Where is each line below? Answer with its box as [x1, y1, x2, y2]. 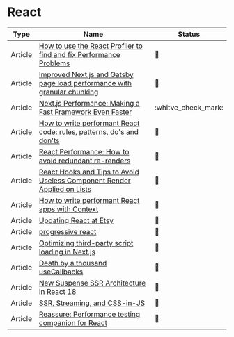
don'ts [38, 135, 60, 145]
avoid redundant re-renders [38, 156, 131, 165]
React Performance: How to [38, 147, 130, 156]
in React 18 [38, 286, 77, 296]
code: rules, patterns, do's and [38, 126, 139, 136]
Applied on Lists [38, 184, 92, 194]
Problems [38, 58, 70, 68]
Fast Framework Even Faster [38, 107, 132, 117]
